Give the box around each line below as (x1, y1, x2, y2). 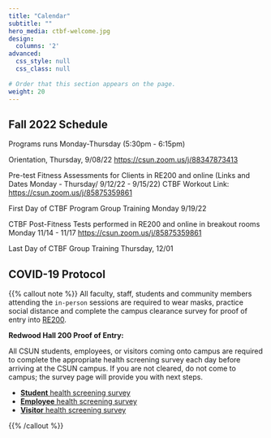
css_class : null (15, 65, 71, 73)
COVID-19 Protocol (8, 267, 105, 281)
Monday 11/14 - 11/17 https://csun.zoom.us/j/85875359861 (8, 228, 202, 238)
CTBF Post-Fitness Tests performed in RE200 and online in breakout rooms (8, 219, 260, 229)
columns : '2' (15, 42, 60, 50)
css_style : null (15, 58, 71, 66)
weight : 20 (8, 87, 45, 96)
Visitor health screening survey (19, 405, 127, 414)
